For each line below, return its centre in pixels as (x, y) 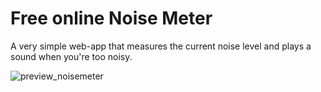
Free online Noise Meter (111, 18)
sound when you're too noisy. (71, 56)
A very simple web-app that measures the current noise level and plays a (161, 46)
